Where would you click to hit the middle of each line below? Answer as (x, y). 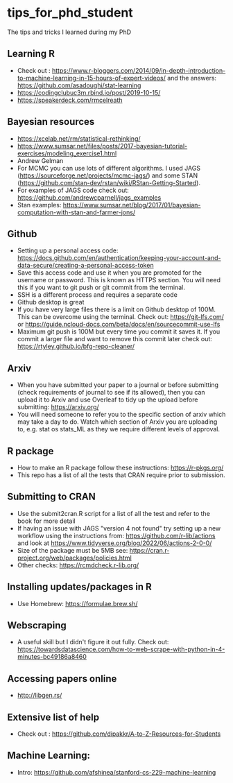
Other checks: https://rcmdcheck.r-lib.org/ (78, 565)
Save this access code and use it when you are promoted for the (110, 273)
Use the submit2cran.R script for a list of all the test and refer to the (113, 513)
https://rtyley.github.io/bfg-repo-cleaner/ (76, 346)
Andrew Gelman (40, 160)
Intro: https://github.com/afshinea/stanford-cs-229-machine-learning (116, 772)
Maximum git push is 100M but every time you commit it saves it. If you (119, 332)
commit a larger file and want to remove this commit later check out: (115, 339)
